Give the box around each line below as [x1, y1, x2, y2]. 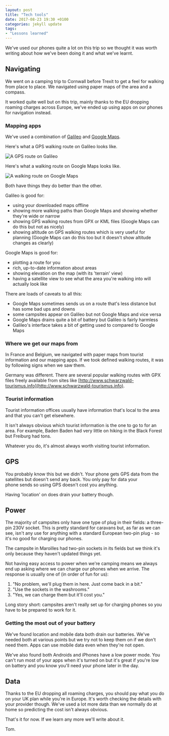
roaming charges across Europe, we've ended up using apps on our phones [5, 104, 163, 110]
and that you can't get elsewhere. [5, 412, 75, 418]
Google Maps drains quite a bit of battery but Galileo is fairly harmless [12, 317, 158, 323]
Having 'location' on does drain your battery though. [5, 491, 115, 497]
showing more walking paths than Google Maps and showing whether [12, 208, 158, 214]
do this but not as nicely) [12, 224, 65, 230]
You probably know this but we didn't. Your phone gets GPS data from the [5, 471, 159, 477]
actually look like [12, 281, 48, 287]
